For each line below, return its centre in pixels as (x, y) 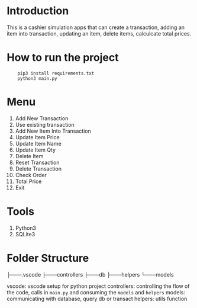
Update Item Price (37, 137)
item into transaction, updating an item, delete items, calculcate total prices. (99, 33)
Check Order (31, 175)
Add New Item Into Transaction (53, 131)
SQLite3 (25, 234)
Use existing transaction (45, 124)
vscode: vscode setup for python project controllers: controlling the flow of (98, 286)
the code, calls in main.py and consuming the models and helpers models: (96, 292)
